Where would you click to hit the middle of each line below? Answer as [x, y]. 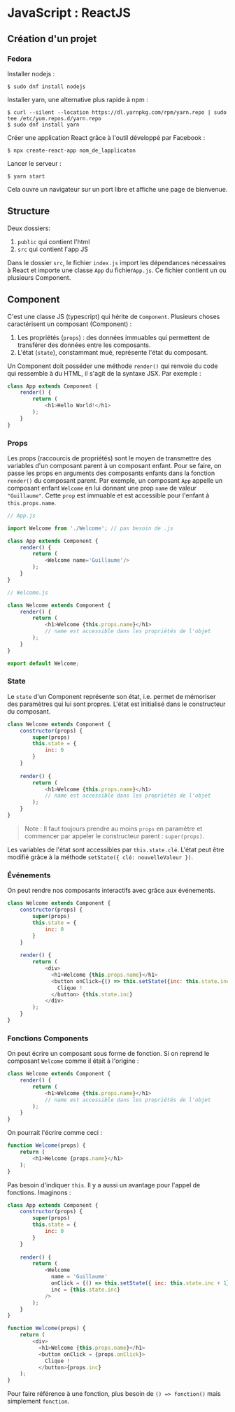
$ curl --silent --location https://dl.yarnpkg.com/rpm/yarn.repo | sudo [117, 112]
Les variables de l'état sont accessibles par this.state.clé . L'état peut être [116, 849]
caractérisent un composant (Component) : [70, 324]
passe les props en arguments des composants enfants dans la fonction [111, 473]
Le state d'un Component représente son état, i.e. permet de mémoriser [112, 696]
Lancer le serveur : [34, 163]
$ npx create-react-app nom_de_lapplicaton [72, 150]
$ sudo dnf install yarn [43, 125]
